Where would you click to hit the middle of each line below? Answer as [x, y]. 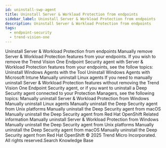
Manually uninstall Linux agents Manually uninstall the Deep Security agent [82, 104]
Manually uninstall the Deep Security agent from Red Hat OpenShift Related [82, 114]
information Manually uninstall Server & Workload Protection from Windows [82, 119]
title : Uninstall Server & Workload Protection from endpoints [72, 14]
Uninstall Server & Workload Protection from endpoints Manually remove [79, 51]
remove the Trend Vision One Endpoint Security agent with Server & [74, 62]
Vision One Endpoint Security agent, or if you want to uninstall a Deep [76, 88]
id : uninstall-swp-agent [31, 10]
